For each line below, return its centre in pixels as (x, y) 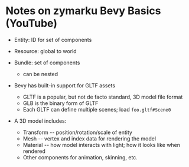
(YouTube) (31, 23)
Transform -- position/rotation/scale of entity (77, 132)
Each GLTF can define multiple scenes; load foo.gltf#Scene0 (97, 109)
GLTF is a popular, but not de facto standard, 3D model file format (103, 97)
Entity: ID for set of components (53, 40)
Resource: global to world (45, 51)
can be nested (40, 74)
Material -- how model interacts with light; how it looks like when (102, 145)
